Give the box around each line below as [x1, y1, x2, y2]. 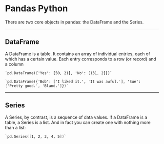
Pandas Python [5, 3, 68, 14]
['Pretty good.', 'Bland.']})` [5, 83, 69, 88]
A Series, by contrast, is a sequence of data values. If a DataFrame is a [5, 114, 147, 120]
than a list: [5, 124, 26, 130]
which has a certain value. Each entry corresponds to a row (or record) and [5, 56, 156, 62]
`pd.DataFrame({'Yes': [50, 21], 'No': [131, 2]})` [5, 70, 112, 76]
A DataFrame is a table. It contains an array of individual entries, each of [5, 51, 150, 57]
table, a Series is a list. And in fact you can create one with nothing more [5, 119, 151, 125]
